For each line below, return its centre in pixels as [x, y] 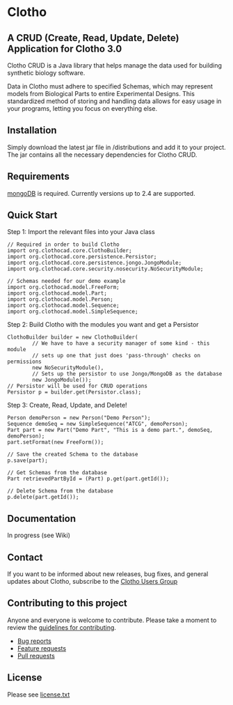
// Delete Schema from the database [60, 491]
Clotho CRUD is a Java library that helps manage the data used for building [115, 65]
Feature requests [42, 648]
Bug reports [34, 641]
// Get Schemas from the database [57, 473]
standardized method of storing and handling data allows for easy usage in [114, 101]
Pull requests [36, 656]
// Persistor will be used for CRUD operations [78, 386]
